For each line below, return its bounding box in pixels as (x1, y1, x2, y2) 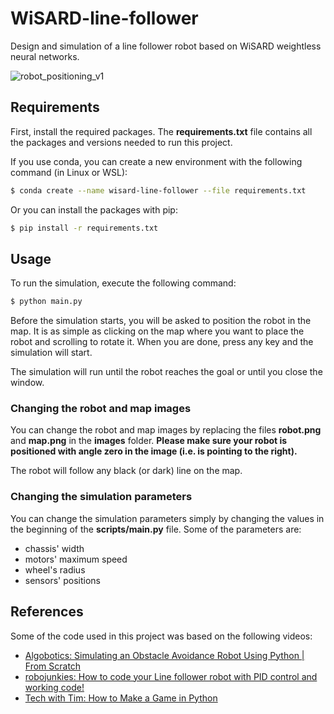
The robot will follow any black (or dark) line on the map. (10, 465, 243, 477)
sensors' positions (24, 574, 101, 586)
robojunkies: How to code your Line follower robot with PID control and (24, 670, 318, 682)
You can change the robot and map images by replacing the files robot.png (10, 424, 322, 436)
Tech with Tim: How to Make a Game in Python (24, 692, 218, 704)
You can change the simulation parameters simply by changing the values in (10, 512, 325, 524)
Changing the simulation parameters (10, 490, 193, 504)
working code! (24, 681, 85, 693)
